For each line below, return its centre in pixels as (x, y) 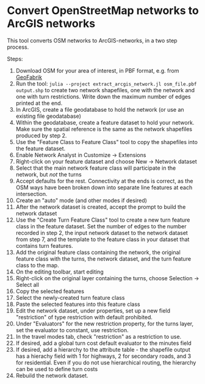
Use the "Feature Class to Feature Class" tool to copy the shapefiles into (106, 142)
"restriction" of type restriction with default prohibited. (84, 317)
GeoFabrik (29, 77)
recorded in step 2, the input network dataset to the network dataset (102, 233)
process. (18, 47)
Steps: (15, 59)
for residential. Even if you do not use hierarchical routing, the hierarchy (106, 362)
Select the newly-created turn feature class (70, 297)
